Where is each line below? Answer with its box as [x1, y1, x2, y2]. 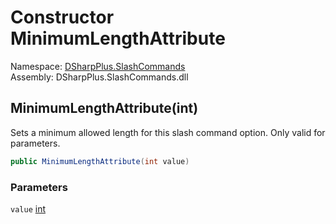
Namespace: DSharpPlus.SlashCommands [10, 60, 186, 72]
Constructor [10, 6, 115, 29]
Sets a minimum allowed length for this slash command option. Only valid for [10, 126, 326, 138]
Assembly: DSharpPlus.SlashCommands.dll [10, 71, 189, 83]
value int [10, 202, 46, 215]
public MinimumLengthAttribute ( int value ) [10, 156, 190, 166]
